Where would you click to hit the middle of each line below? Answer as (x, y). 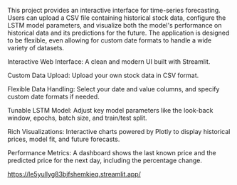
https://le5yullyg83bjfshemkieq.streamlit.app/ (74, 174)
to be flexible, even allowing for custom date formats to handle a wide (110, 40)
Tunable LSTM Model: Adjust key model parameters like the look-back (110, 110)
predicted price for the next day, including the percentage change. (105, 160)
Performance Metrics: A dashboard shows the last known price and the (112, 153)
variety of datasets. (36, 48)
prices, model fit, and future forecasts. (64, 139)
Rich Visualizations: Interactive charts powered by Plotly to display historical (119, 131)
